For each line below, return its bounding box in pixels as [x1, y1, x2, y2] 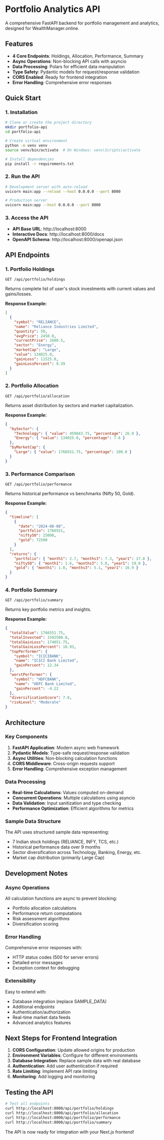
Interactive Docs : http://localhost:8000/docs [12, 231, 105, 237]
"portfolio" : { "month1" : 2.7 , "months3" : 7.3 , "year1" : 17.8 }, [14, 556, 152, 561]
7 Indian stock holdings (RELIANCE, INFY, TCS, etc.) [12, 839, 119, 845]
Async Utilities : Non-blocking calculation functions [12, 755, 117, 761]
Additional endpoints [12, 1003, 55, 1009]
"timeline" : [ [9, 514, 39, 519]
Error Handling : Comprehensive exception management [12, 766, 127, 772]
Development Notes [5, 869, 68, 877]
